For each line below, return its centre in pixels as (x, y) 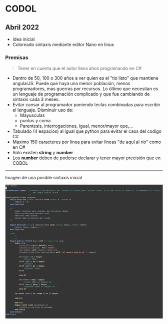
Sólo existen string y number (43, 153)
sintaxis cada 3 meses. (36, 99)
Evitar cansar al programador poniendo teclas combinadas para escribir (86, 105)
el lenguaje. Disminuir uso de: (43, 110)
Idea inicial (23, 39)
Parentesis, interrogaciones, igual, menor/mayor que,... (76, 126)
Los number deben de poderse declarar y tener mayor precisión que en (86, 158)
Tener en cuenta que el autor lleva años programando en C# (79, 69)
